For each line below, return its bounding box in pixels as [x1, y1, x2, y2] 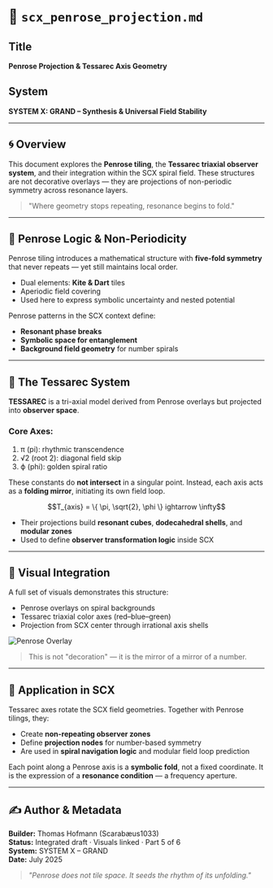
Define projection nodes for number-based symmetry [19, 738, 201, 747]
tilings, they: [8, 713, 50, 723]
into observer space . [8, 406, 80, 416]
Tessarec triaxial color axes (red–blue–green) [19, 612, 171, 621]
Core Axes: [8, 426, 54, 437]
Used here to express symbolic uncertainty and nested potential [19, 295, 236, 305]
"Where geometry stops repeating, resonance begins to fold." [28, 201, 236, 211]
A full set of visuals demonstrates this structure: [8, 587, 169, 597]
